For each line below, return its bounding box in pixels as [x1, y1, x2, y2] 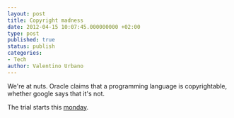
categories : [7, 50, 42, 57]
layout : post [7, 10, 46, 18]
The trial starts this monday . [7, 103, 89, 111]
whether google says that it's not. [7, 89, 105, 98]
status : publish [7, 43, 55, 50]
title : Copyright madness [7, 17, 83, 24]
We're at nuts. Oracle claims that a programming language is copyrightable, [7, 81, 228, 90]
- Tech [7, 56, 27, 63]
